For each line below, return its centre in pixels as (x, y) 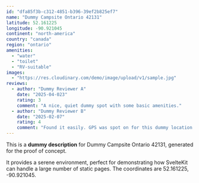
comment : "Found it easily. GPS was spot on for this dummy (93, 128)
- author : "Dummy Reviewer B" (49, 111)
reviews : (17, 84)
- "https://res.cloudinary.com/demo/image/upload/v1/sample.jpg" (94, 78)
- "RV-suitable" (31, 67)
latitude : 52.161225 (32, 23)
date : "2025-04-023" (42, 94)
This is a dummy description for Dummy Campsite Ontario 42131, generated (100, 144)
